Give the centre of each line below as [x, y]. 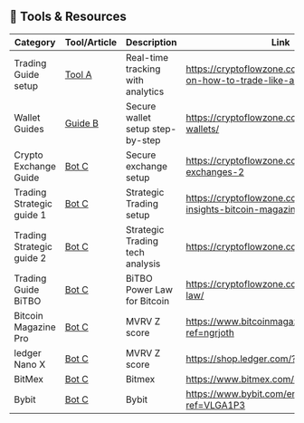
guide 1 [30, 215]
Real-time [147, 57]
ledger [28, 352]
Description [152, 42]
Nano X [30, 364]
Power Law [149, 289]
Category [35, 42]
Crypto [28, 155]
